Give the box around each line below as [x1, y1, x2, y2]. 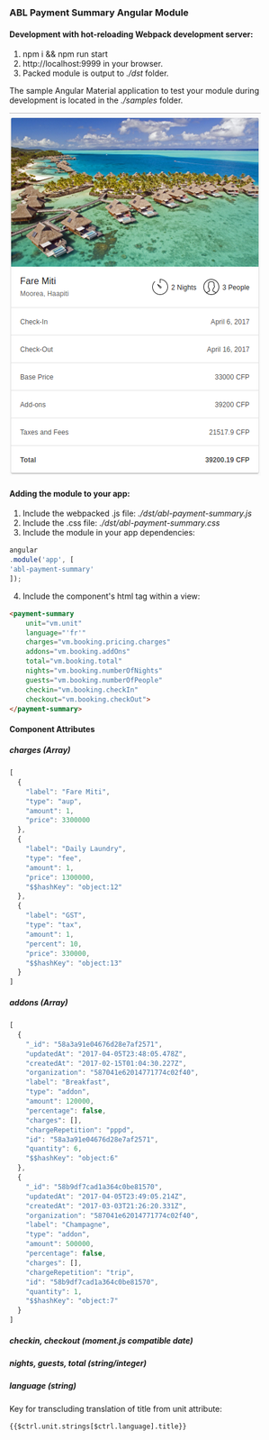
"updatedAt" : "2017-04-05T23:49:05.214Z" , [25, 1192, 187, 1201]
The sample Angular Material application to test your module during [9, 86, 259, 96]
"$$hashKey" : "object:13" [25, 958, 123, 968]
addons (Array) [9, 996, 69, 1007]
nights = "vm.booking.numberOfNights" [25, 666, 164, 675]
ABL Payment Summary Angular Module [9, 6, 189, 19]
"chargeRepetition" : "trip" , [25, 1268, 135, 1277]
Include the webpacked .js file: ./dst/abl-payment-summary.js [22, 508, 252, 519]
